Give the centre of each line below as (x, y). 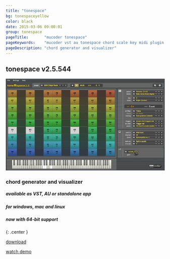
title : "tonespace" (26, 11)
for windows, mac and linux (35, 206)
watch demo (19, 252)
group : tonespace (24, 32)
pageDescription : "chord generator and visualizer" (61, 48)
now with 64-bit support (32, 219)
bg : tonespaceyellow (27, 16)
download (16, 242)
